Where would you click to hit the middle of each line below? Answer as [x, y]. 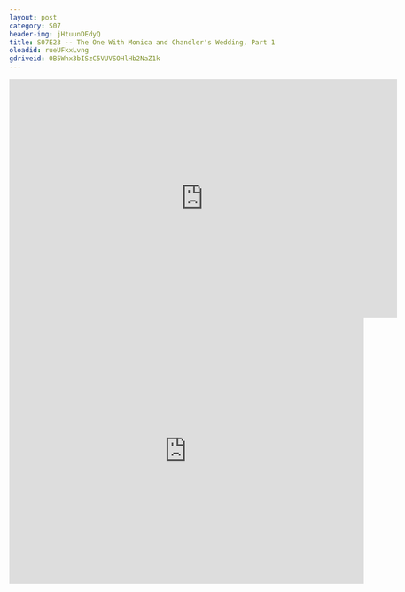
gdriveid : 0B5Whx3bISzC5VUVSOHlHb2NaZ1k [85, 59]
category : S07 [35, 26]
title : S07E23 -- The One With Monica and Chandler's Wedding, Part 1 [142, 42]
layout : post [33, 17]
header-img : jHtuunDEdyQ [55, 34]
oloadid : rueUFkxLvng [49, 51]
